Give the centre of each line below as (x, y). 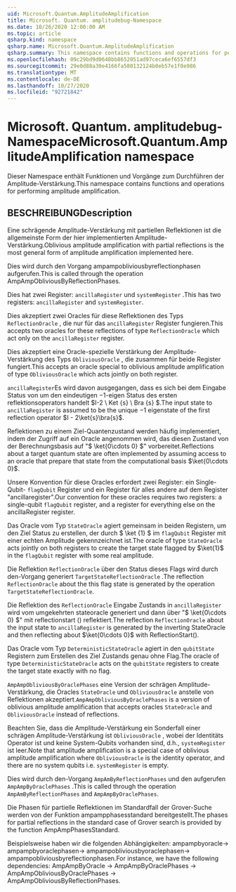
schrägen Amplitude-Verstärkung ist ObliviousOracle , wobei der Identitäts (116, 735)
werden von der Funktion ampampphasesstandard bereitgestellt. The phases (118, 815)
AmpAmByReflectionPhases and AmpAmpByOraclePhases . (83, 794)
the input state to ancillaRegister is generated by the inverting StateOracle (117, 627)
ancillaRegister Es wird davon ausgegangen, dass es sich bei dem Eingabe (117, 388)
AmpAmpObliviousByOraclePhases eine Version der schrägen (92, 684)
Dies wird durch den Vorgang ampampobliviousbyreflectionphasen (104, 266)
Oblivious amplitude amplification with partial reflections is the (135, 245)
